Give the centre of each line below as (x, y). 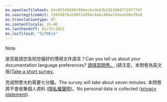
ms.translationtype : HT (31, 19)
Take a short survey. (33, 71)
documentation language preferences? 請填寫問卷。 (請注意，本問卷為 (79, 65)
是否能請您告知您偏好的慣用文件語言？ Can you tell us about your (73, 59)
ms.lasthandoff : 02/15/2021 (35, 29)
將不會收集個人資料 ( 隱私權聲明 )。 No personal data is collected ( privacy (81, 89)
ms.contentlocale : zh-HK (32, 24)
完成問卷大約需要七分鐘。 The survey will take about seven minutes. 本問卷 (83, 82)
